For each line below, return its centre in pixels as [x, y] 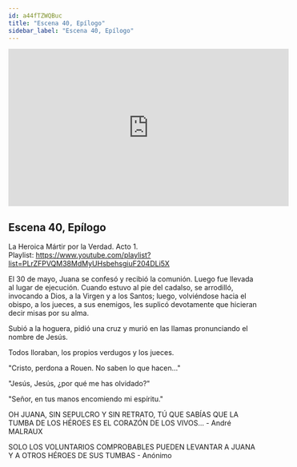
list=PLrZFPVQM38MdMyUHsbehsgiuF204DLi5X [89, 264]
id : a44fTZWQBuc [35, 16]
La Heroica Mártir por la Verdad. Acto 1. [73, 247]
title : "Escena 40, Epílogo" [57, 23]
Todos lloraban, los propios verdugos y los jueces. [91, 353]
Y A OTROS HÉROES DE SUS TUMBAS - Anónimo [90, 456]
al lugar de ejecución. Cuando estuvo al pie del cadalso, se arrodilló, [121, 288]
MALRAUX [26, 432]
